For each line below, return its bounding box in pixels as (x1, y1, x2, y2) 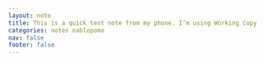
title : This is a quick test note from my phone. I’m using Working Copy (8, 19, 258, 27)
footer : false (8, 41, 56, 49)
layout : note (8, 11, 52, 20)
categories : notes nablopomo (8, 26, 105, 34)
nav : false (8, 33, 44, 42)
